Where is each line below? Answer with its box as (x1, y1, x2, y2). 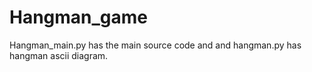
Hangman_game (9, 6, 149, 29)
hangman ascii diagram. (9, 49, 109, 61)
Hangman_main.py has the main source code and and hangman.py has (9, 39, 302, 51)
